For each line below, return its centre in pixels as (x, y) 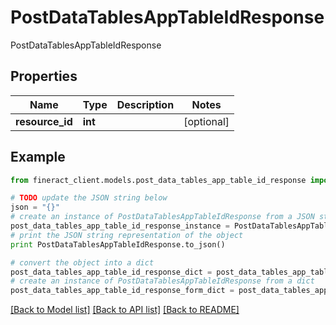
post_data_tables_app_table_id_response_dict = (111, 272)
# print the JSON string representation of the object (127, 235)
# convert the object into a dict (82, 262)
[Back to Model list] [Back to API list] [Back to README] (125, 310)
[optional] (206, 121)
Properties (44, 76)
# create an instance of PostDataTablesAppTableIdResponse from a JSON (162, 217)
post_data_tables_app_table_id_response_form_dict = (122, 291)
